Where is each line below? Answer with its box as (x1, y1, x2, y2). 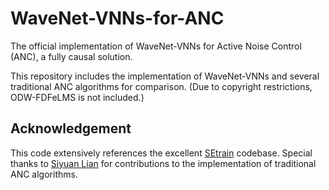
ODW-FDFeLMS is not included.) (10, 91, 145, 103)
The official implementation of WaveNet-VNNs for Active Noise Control (10, 40, 302, 52)
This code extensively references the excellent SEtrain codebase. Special (10, 147, 313, 159)
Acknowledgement (10, 120, 132, 137)
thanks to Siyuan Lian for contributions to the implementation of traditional (10, 157, 317, 169)
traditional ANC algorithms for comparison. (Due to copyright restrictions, (10, 80, 313, 92)
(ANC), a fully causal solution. (10, 50, 133, 62)
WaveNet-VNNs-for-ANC (10, 7, 225, 30)
